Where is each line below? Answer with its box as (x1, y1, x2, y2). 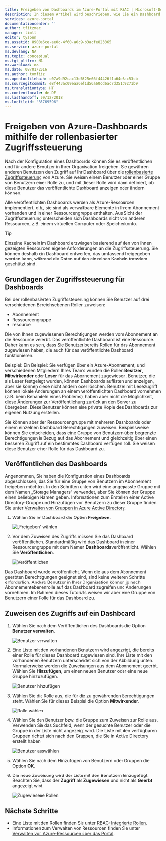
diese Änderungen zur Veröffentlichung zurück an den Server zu (5, 399, 137, 405)
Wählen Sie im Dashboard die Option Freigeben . (12, 514, 111, 520)
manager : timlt (5, 30, 37, 35)
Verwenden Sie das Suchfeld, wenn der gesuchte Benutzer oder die (12, 722, 151, 728)
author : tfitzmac (5, 26, 41, 31)
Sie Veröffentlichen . (12, 549, 54, 555)
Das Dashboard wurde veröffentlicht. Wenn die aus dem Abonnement (5, 569, 147, 575)
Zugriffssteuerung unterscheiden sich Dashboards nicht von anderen (5, 215, 146, 221)
